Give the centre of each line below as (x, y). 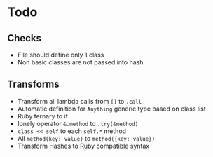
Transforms (33, 84)
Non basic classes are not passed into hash (80, 62)
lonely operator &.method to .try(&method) (78, 123)
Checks (25, 38)
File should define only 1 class (61, 55)
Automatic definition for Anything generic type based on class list (112, 109)
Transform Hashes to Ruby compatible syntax (83, 146)
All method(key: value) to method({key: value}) (86, 138)
